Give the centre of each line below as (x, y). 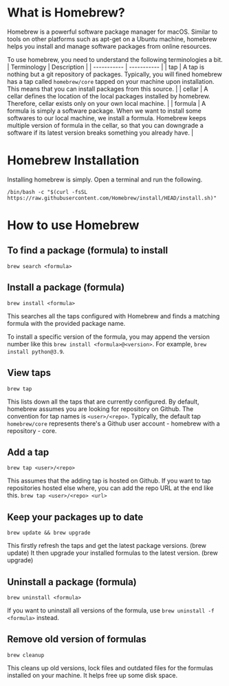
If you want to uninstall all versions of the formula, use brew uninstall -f (111, 610)
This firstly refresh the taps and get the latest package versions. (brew (107, 546)
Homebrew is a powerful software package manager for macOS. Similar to (112, 32)
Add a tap (28, 452)
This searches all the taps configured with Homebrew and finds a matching (113, 316)
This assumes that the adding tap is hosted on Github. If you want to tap (109, 481)
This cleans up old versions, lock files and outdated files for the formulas (110, 667)
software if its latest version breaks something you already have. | (100, 133)
